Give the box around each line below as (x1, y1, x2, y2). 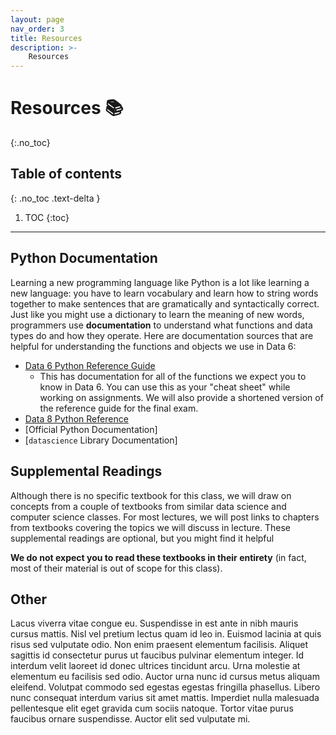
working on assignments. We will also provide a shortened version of (39, 391, 324, 403)
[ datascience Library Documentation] (24, 434, 178, 446)
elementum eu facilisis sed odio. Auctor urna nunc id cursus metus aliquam (10, 671, 320, 683)
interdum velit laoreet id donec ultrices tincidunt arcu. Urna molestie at (10, 660, 301, 672)
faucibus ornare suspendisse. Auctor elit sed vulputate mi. (10, 713, 251, 725)
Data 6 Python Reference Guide (24, 359, 156, 371)
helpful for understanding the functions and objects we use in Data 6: (10, 340, 297, 352)
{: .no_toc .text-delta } (10, 192, 101, 204)
